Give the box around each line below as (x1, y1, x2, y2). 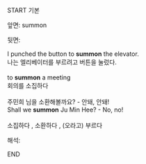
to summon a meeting (7, 73, 71, 82)
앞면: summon (7, 21, 47, 29)
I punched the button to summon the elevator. (7, 50, 139, 58)
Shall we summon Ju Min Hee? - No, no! (7, 105, 124, 114)
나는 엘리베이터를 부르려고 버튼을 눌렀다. (7, 58, 117, 66)
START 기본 (7, 6, 40, 14)
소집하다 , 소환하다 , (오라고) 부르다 (7, 121, 103, 129)
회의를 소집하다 (7, 82, 49, 89)
